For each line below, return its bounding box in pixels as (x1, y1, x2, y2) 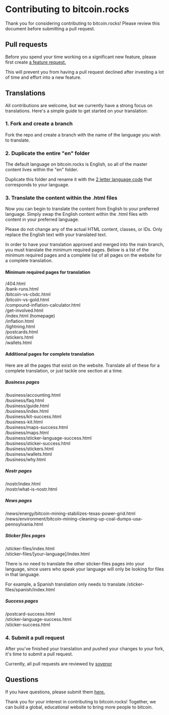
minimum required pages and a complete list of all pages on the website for (5, 252, 162, 258)
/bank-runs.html (5, 285, 39, 292)
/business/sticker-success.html (5, 440, 71, 446)
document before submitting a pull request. (5, 25, 95, 31)
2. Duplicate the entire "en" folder (5, 150, 90, 157)
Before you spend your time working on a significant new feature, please (5, 54, 156, 60)
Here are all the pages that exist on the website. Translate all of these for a (5, 362, 160, 368)
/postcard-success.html (5, 610, 55, 617)
